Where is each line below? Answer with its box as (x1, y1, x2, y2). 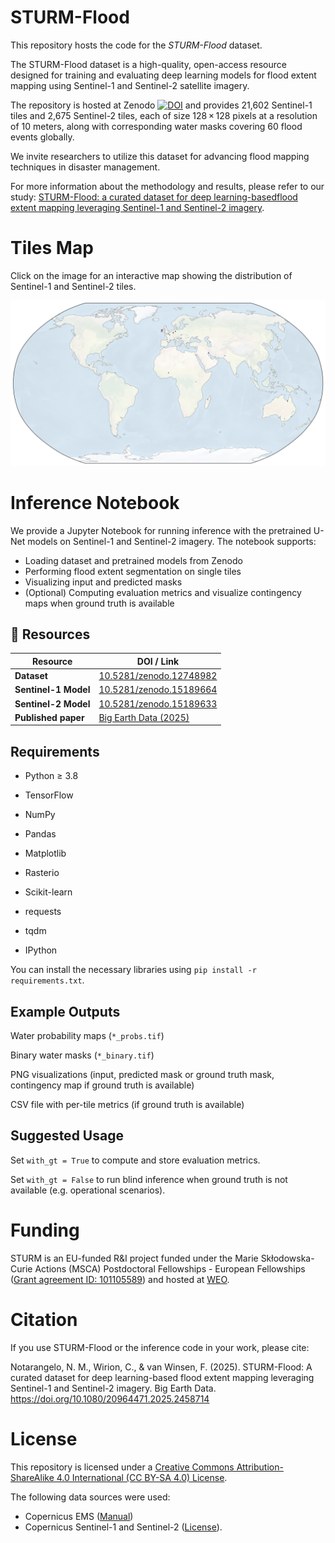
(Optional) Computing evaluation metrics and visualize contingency (24, 586, 302, 598)
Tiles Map (10, 237, 94, 260)
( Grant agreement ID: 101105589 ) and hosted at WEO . (10, 1273, 230, 1285)
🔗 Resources (10, 626, 91, 643)
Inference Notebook (10, 491, 180, 514)
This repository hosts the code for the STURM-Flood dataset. (10, 39, 263, 51)
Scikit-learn (24, 886, 73, 898)
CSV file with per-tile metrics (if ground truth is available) (10, 1099, 245, 1111)
